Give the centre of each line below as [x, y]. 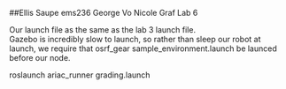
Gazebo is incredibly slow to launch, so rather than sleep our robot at [135, 39]
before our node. [40, 58]
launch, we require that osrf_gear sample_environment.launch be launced [143, 48]
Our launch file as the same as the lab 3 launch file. [103, 30]
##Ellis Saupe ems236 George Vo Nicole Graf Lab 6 [104, 13]
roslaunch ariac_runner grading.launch [80, 75]
